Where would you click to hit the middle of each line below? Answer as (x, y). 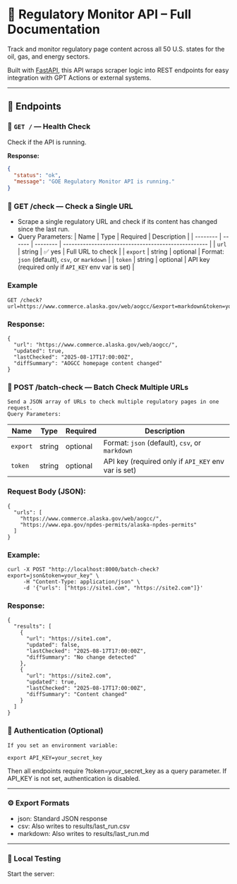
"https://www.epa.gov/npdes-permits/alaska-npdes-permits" (109, 525)
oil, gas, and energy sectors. (49, 56)
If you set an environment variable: (63, 745)
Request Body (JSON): (47, 491)
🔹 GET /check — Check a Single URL (70, 206)
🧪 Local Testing (34, 859)
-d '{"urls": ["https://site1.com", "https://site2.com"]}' (113, 588)
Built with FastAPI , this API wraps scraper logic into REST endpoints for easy (118, 70)
